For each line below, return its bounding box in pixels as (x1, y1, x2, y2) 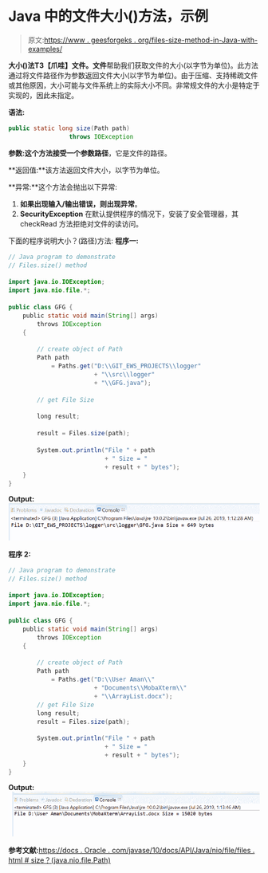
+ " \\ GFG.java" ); (93, 379, 152, 387)
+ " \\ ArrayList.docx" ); (93, 692, 173, 700)
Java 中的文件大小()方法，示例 (8, 7, 209, 26)
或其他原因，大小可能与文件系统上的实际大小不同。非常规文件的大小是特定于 (8, 81, 260, 90)
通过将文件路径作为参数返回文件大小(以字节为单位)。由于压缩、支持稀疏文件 (8, 70, 258, 80)
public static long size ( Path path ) (8, 124, 130, 132)
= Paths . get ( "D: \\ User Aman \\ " (50, 675, 156, 684)
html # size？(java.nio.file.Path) (8, 855, 111, 865)
